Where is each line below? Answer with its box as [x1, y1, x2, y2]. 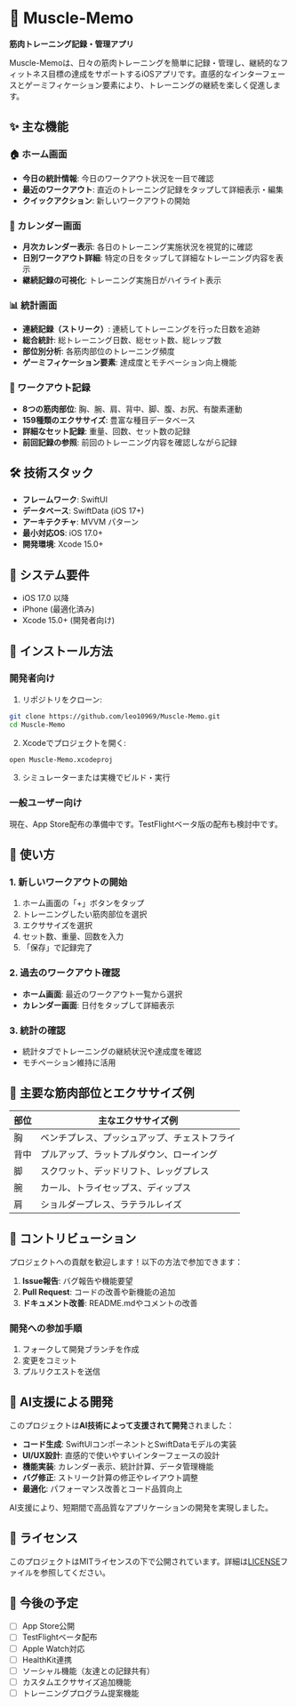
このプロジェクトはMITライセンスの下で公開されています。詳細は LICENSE [9, 1556, 281, 1567]
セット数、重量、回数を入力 [21, 931, 124, 942]
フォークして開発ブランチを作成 [21, 1343, 140, 1354]
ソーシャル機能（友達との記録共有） [21, 1665, 156, 1676]
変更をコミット [21, 1355, 77, 1366]
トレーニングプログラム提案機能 [21, 1687, 140, 1698]
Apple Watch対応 [21, 1643, 85, 1654]
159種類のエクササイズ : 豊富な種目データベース [21, 414, 196, 425]
